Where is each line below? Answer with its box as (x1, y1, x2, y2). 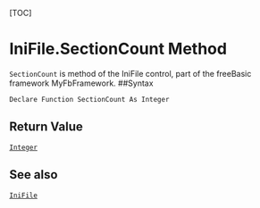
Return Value (9, 120, 83, 135)
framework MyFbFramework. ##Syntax (9, 78, 154, 88)
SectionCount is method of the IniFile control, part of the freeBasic (9, 68, 252, 79)
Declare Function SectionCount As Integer (9, 95, 170, 104)
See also (9, 167, 58, 182)
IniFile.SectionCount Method (9, 39, 228, 59)
